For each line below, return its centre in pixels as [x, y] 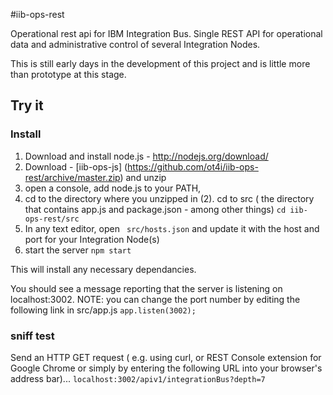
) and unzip [143, 177]
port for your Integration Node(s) [92, 239]
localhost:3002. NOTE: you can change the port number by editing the [155, 299]
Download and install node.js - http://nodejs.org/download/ [146, 156]
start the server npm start [78, 250]
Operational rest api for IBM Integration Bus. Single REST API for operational [166, 33]
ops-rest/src [52, 219]
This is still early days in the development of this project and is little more [160, 63]
